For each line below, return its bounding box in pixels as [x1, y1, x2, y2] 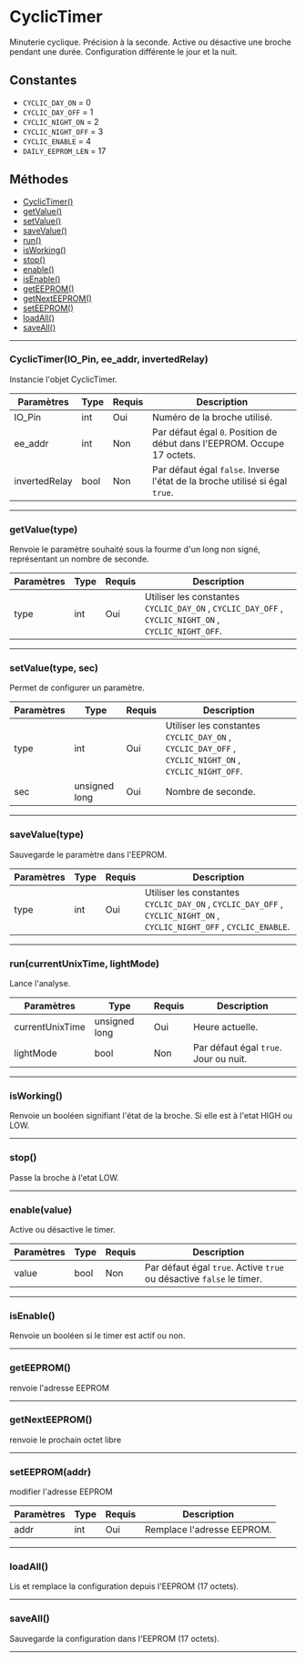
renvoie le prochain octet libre [9, 1434, 122, 1445]
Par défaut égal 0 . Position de [151, 426, 278, 439]
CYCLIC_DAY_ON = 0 [22, 97, 91, 108]
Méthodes [9, 171, 69, 188]
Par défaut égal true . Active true [144, 1261, 285, 1274]
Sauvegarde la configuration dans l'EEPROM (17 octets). [9, 1633, 220, 1644]
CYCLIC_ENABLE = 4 [22, 135, 92, 147]
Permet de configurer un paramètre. [9, 682, 146, 694]
